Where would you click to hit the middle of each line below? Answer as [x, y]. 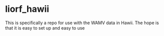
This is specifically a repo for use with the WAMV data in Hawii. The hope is [82, 23]
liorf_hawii [27, 9]
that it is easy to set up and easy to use [45, 28]
